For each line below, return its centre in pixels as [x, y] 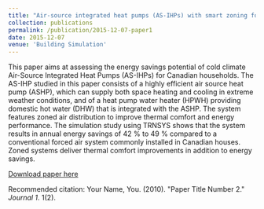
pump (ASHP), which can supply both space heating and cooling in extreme [131, 92]
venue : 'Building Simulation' [58, 45]
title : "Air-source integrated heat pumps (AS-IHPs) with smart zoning [128, 15]
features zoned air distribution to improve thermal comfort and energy [121, 117]
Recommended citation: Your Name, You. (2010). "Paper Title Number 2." [126, 189]
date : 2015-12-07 [37, 37]
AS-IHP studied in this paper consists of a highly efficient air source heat [126, 84]
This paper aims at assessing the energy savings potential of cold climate [127, 67]
